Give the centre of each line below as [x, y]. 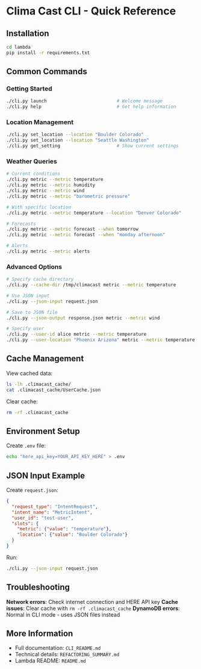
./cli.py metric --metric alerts [48, 251]
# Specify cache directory [40, 279]
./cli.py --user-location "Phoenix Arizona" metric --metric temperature [101, 340]
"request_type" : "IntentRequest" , [55, 507]
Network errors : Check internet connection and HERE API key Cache [92, 601]
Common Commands [47, 71]
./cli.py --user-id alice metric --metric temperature [76, 334]
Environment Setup [43, 431]
